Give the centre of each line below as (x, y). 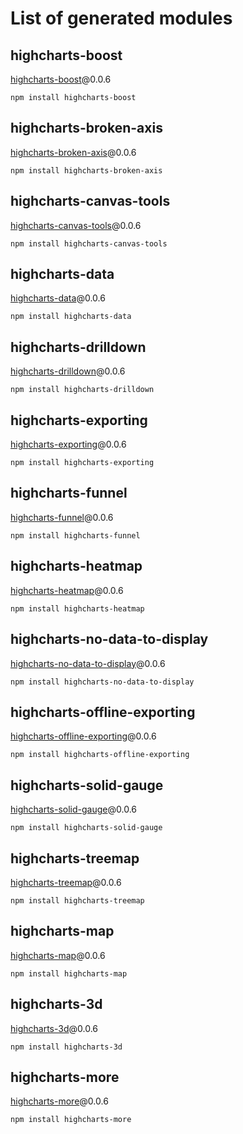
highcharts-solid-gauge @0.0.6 (73, 809)
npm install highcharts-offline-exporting (100, 755)
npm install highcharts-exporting (82, 463)
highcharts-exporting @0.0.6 (68, 444)
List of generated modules (121, 18)
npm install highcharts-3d (66, 1047)
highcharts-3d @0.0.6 (54, 1028)
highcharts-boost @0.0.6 (61, 79)
